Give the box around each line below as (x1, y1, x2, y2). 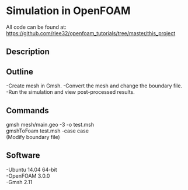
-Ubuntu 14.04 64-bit (6, 166, 57, 173)
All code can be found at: (6, 23, 67, 30)
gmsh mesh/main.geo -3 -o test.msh (6, 121, 95, 128)
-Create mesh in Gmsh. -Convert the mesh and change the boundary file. (6, 82, 183, 89)
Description (6, 47, 50, 57)
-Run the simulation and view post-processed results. (6, 89, 135, 96)
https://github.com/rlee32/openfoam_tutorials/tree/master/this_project (6, 29, 176, 36)
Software (6, 151, 40, 161)
